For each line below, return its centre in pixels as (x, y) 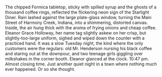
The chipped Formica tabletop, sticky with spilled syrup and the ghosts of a (81, 7)
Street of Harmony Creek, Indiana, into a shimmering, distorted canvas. (76, 22)
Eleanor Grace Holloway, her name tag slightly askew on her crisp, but (76, 33)
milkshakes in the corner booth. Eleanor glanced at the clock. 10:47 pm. (77, 59)
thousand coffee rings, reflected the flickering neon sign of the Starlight (77, 12)
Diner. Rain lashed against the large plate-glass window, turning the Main (78, 17)
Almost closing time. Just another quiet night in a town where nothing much (81, 64)
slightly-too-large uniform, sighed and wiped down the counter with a (75, 38)
